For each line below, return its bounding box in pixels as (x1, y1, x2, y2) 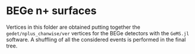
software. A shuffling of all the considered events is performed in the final (6, 36, 186, 43)
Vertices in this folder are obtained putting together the (6, 23, 140, 31)
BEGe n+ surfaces (6, 4, 97, 18)
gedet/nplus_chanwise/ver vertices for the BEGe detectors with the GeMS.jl (6, 29, 190, 36)
